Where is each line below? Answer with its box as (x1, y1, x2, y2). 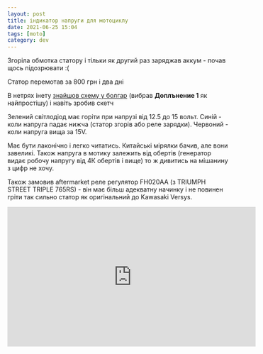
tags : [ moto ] (7, 30, 46, 38)
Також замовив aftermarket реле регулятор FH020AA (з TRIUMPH (7, 178, 206, 187)
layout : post (7, 10, 46, 18)
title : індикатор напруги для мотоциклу (7, 17, 129, 24)
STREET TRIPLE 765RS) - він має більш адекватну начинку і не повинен (7, 185, 223, 194)
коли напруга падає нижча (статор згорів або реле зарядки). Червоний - (7, 120, 229, 128)
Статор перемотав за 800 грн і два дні (7, 77, 124, 86)
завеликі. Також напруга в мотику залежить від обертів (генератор (7, 149, 211, 157)
